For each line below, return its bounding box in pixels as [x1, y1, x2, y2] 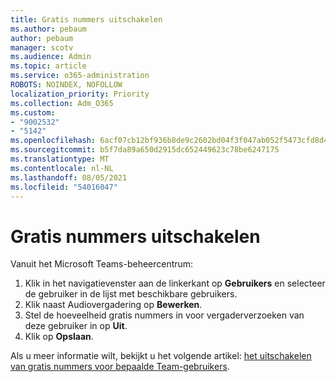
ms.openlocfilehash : [10, 136, 97, 146]
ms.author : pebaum [10, 24, 87, 34]
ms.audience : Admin [10, 52, 92, 62]
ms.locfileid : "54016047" [10, 182, 118, 192]
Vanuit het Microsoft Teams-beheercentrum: [10, 258, 194, 270]
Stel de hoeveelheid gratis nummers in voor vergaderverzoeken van [24, 309, 305, 321]
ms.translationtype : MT [10, 154, 110, 164]
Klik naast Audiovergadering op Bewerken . [24, 299, 203, 311]
